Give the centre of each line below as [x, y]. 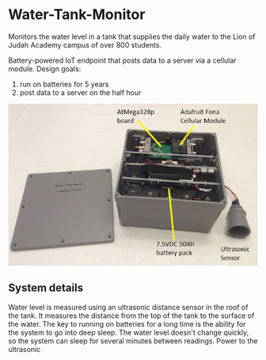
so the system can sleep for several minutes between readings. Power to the [133, 341]
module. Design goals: [45, 68]
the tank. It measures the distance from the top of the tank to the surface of [131, 316]
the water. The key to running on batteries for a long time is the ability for [127, 324]
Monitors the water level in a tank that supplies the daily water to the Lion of [132, 36]
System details [46, 288]
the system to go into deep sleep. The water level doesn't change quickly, [129, 332]
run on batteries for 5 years [64, 84]
